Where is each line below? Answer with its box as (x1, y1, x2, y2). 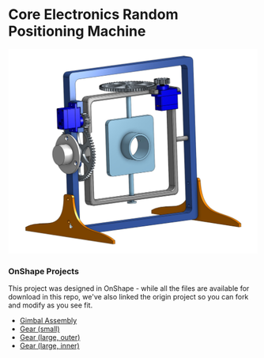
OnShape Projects (8, 266, 79, 277)
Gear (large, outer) (19, 333, 81, 342)
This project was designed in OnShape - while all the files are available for (8, 284, 250, 293)
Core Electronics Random (8, 6, 179, 24)
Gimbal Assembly (19, 316, 77, 326)
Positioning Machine (8, 22, 146, 40)
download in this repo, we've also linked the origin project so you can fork (8, 292, 249, 302)
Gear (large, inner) (19, 341, 81, 351)
